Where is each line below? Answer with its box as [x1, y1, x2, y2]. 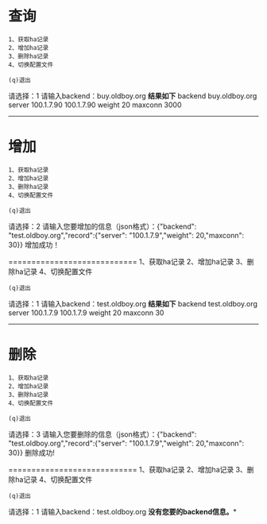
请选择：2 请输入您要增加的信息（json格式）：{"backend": [8, 222, 197, 231]
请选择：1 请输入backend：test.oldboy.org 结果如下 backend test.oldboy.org [8, 299, 258, 308]
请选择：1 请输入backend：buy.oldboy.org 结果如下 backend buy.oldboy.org [8, 91, 257, 100]
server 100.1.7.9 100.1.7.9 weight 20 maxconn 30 [8, 307, 164, 318]
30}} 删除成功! [8, 448, 56, 457]
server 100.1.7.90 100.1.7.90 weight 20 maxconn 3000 [8, 100, 182, 110]
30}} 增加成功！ [8, 240, 60, 249]
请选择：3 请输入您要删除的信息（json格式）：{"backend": [8, 430, 197, 439]
